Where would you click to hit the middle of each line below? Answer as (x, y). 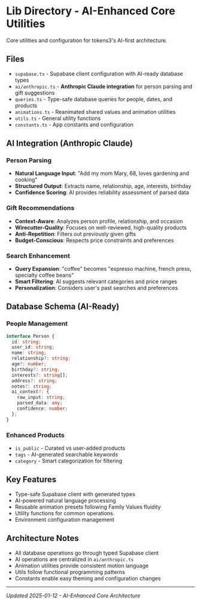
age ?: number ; (29, 364)
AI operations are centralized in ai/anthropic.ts (74, 559)
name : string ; (29, 353)
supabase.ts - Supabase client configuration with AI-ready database (99, 74)
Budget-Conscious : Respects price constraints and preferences (94, 240)
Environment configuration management (65, 519)
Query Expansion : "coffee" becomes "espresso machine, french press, (103, 269)
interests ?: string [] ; (40, 375)
